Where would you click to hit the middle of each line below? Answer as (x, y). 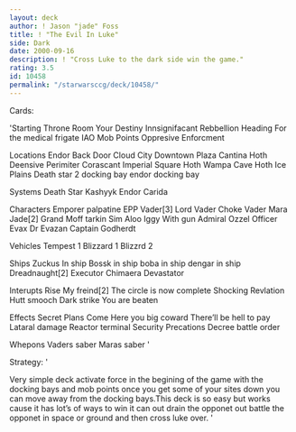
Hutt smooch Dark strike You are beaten (84, 299)
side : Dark (30, 43)
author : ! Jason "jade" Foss (64, 26)
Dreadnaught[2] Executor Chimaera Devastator (97, 272)
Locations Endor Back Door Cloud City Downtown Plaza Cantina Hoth (139, 155)
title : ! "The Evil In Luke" (64, 34)
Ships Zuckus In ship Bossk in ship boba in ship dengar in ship (125, 263)
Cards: (22, 110)
